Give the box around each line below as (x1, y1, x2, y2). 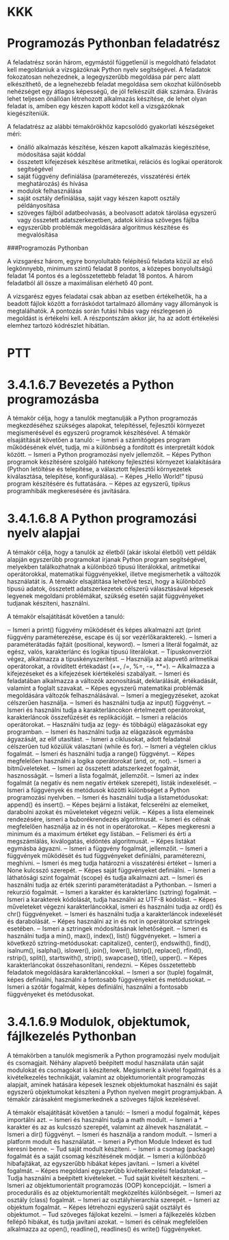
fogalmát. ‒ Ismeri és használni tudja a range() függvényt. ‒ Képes (7, 750, 195, 758)
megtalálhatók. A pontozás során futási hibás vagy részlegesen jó (7, 307, 193, 315)
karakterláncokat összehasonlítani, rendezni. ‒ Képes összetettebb (7, 961, 196, 969)
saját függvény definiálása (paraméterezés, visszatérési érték (16, 172, 191, 180)
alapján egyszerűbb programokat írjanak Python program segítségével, (7, 556, 207, 564)
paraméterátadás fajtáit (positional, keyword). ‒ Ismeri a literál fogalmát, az (7, 641, 219, 649)
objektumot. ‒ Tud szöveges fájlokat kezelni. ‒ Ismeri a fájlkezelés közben (7, 1211, 216, 1219)
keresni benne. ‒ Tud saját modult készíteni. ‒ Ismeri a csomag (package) (7, 1145, 215, 1153)
